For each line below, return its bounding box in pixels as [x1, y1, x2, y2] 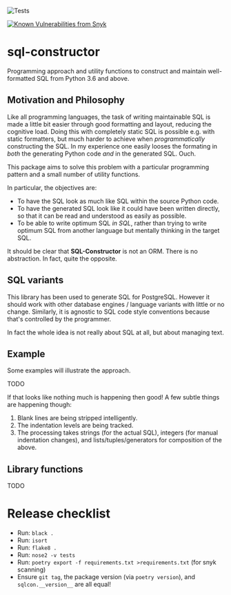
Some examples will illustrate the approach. [7, 366, 131, 375]
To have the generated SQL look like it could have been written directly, [17, 204, 221, 212]
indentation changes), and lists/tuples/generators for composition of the [17, 436, 222, 444]
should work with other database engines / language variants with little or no [7, 300, 225, 308]
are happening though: [7, 401, 72, 409]
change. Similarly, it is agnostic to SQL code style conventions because [7, 308, 210, 316]
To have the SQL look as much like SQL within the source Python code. [17, 197, 219, 205]
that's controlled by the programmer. [7, 314, 112, 323]
